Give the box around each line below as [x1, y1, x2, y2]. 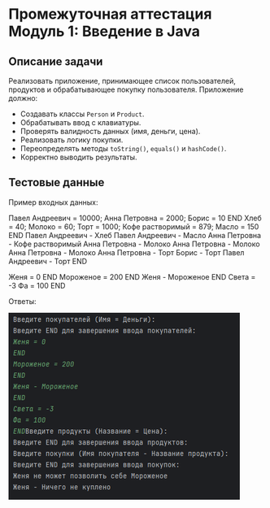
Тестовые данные [8, 176, 105, 189]
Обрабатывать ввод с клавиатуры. [20, 118, 142, 127]
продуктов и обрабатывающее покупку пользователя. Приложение [8, 85, 244, 94]
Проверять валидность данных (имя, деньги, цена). [20, 127, 201, 136]
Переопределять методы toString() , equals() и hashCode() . [20, 144, 227, 153]
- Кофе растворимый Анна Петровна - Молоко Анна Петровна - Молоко [8, 239, 260, 249]
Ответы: [8, 296, 37, 306]
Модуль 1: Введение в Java [8, 22, 201, 41]
